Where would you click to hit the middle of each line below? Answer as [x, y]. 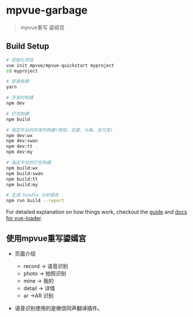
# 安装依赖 [18, 81]
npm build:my [22, 184]
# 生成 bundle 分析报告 [32, 195]
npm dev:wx [19, 135]
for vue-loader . [24, 218]
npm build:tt [22, 179]
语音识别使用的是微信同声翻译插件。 [59, 308]
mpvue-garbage [47, 10]
